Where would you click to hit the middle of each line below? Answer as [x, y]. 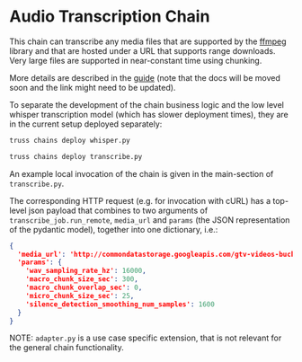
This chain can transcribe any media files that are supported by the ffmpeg [148, 41]
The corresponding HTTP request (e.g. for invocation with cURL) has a [140, 200]
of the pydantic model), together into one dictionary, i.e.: [114, 229]
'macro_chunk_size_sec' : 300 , [82, 279]
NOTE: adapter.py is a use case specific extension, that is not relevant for [146, 338]
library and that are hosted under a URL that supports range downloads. [142, 50]
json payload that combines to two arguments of [118, 210]
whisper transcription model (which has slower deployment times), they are [149, 114]
